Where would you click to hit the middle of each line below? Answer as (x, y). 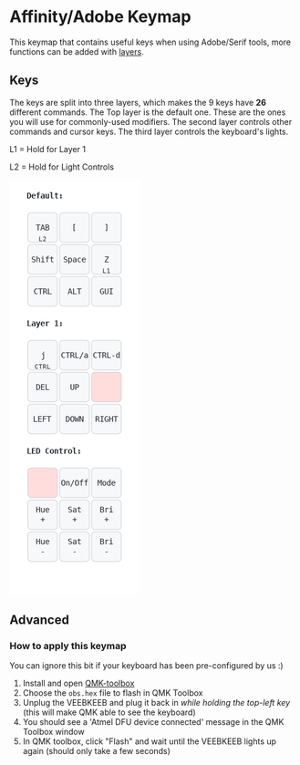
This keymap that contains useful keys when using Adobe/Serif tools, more (150, 42)
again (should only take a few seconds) (97, 751)
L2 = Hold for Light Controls (62, 167)
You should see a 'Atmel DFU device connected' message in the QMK (153, 722)
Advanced (40, 620)
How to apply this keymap (68, 646)
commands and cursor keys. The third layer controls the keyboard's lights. (149, 131)
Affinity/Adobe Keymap (100, 17)
